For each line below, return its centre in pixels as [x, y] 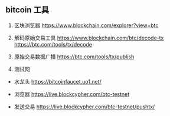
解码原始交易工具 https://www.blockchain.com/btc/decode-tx [89, 38]
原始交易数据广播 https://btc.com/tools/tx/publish [74, 57]
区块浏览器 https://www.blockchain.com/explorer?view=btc [86, 25]
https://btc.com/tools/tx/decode [53, 44]
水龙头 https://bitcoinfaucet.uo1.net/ [58, 81]
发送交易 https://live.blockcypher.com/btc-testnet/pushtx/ [84, 107]
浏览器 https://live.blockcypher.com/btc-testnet [72, 94]
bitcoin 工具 [27, 10]
